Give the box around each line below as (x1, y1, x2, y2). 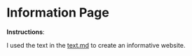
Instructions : (6, 28, 45, 36)
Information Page (6, 5, 109, 21)
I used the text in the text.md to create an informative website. (6, 41, 186, 49)
